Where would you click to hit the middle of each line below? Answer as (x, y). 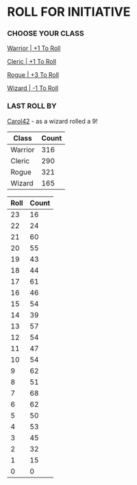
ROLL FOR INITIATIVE (69, 12)
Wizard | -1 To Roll (33, 88)
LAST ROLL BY (32, 106)
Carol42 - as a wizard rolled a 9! (52, 121)
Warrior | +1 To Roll (34, 48)
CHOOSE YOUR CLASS (46, 34)
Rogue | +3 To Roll (33, 75)
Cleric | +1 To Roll (32, 62)
